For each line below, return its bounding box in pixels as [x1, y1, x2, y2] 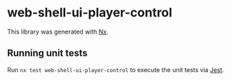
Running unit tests [7, 47, 88, 59]
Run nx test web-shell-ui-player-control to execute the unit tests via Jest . [7, 65, 225, 73]
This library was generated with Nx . [7, 27, 109, 36]
